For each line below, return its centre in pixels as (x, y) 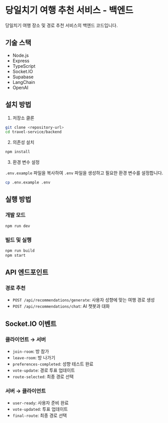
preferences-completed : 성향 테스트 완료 (53, 364)
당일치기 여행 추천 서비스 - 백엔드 (69, 10)
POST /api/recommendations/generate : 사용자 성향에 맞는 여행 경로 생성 (83, 300)
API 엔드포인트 (27, 273)
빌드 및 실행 (18, 240)
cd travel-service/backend (33, 132)
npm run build (20, 251)
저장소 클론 (23, 118)
